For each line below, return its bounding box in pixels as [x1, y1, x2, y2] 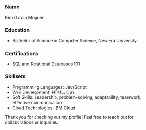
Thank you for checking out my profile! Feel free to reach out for [5, 114, 134, 120]
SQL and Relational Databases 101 [12, 61, 80, 67]
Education [5, 27, 30, 34]
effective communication [12, 100, 62, 106]
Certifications [5, 50, 39, 56]
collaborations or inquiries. [5, 119, 58, 125]
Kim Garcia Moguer [5, 15, 44, 20]
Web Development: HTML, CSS [12, 89, 75, 95]
